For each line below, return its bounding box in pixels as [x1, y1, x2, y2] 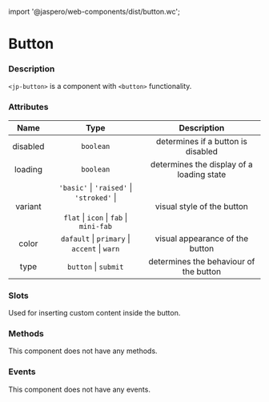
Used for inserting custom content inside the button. [8, 308, 181, 318]
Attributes [8, 102, 49, 113]
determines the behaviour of [147, 255, 255, 267]
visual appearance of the [155, 232, 249, 243]
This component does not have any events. [8, 384, 151, 394]
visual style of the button [155, 200, 248, 211]
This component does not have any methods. [8, 346, 158, 356]
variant [15, 200, 42, 211]
